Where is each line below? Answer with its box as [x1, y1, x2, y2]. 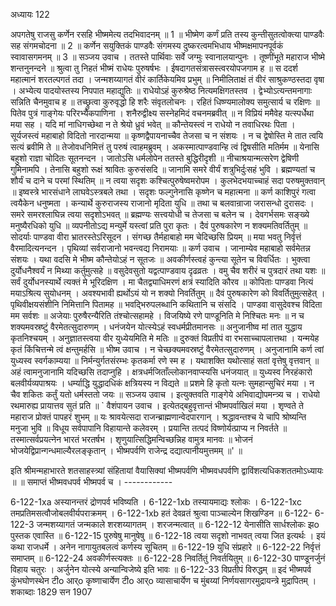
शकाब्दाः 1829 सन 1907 [10, 586, 93, 598]
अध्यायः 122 [10, 9, 50, 20]
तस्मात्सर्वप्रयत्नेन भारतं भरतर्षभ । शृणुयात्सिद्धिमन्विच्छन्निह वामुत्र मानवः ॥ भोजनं [10, 434, 253, 445]
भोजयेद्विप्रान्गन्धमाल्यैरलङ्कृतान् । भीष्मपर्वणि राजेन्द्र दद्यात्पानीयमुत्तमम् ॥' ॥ [10, 445, 243, 456]
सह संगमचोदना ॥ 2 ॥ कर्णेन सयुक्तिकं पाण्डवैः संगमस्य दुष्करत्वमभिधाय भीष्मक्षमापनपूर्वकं [10, 40, 284, 51]
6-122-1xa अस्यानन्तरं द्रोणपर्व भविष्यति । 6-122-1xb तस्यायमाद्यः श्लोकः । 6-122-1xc [10, 496, 302, 508]
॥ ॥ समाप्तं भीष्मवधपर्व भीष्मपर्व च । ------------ [10, 476, 173, 488]
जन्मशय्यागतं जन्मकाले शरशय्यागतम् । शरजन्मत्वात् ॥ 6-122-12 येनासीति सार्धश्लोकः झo [36, 519, 320, 530]
